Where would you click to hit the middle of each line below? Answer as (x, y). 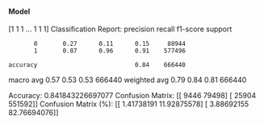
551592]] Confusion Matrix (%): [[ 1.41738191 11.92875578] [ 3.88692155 (129, 104)
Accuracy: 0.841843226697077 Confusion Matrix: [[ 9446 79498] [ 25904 (132, 96)
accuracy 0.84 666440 (97, 65)
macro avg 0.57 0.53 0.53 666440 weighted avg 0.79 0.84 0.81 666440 (128, 80)
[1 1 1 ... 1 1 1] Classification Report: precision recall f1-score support (120, 29)
